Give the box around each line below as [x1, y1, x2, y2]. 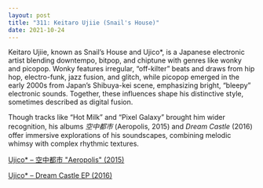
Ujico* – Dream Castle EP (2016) [8, 171, 112, 180]
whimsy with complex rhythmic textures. [8, 139, 140, 149]
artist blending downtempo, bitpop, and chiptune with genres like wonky [8, 56, 242, 65]
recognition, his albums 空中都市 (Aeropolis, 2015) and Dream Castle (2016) [8, 122, 253, 132]
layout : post [8, 11, 51, 20]
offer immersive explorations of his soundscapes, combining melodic [8, 131, 232, 140]
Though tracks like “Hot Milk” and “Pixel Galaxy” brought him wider [8, 113, 225, 122]
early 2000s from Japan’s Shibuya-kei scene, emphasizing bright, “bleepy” [8, 81, 251, 90]
